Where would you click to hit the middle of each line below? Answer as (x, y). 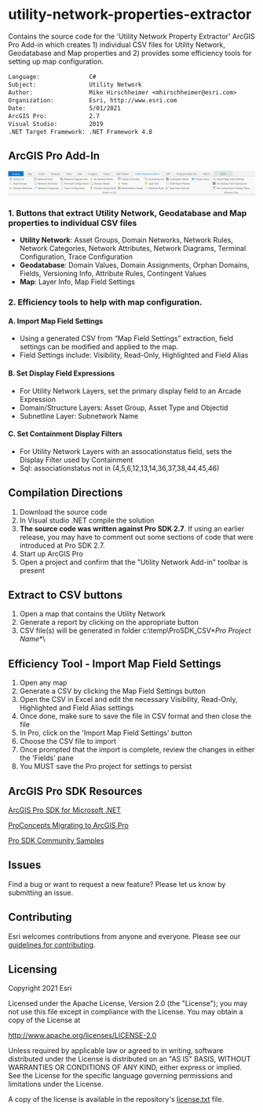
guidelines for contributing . (52, 944)
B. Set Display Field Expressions (62, 373)
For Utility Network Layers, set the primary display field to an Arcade (130, 390)
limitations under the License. (56, 1084)
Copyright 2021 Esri (40, 988)
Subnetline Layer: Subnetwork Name (79, 416)
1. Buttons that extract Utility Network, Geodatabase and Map (128, 212)
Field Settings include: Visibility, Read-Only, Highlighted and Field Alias (134, 355)
